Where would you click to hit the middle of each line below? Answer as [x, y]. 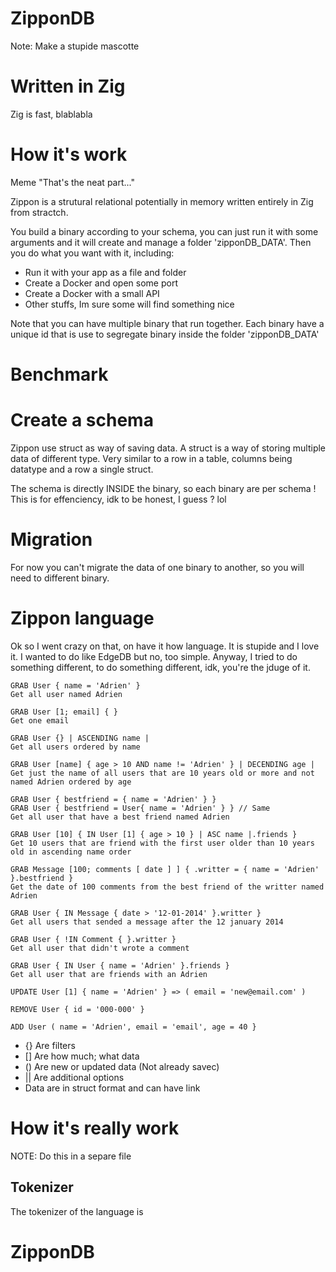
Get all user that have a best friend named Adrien [120, 817]
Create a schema [82, 420]
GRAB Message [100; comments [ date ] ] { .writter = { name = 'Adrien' [165, 869]
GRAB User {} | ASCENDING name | [80, 738]
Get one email [40, 720]
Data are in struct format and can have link [112, 1088]
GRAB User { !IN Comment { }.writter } [93, 939]
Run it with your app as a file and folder [105, 272]
